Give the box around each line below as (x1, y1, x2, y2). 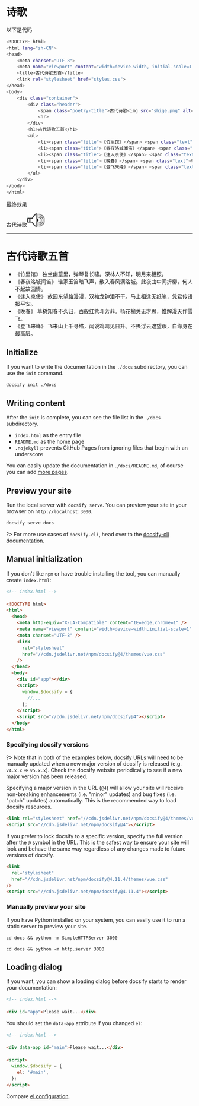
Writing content (6, 398, 66, 408)
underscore (14, 451, 43, 458)
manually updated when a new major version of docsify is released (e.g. (6, 760, 182, 767)
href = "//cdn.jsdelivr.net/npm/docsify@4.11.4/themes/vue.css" (11, 876, 168, 882)
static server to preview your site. (6, 922, 88, 930)
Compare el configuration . (6, 1092, 70, 1099)
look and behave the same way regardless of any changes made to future (6, 845, 186, 852)
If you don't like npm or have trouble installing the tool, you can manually (6, 570, 181, 577)
